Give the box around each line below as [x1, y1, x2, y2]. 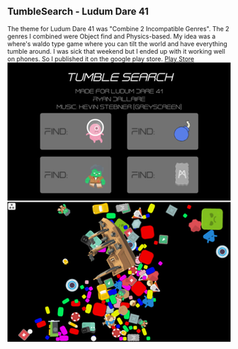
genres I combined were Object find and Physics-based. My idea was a [7, 32, 216, 40]
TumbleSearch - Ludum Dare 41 [7, 6, 149, 18]
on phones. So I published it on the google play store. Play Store [7, 55, 195, 63]
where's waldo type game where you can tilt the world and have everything [7, 39, 228, 48]
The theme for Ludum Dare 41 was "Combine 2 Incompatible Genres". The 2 [7, 24, 229, 33]
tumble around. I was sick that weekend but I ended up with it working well [7, 47, 225, 55]
